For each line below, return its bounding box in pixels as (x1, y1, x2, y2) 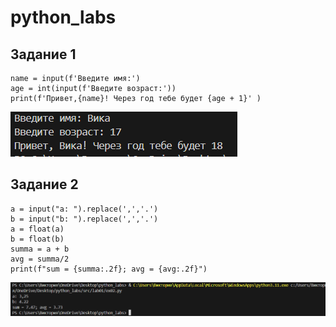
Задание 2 (10, 176, 79, 193)
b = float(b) (10, 234, 65, 244)
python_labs (10, 6, 117, 29)
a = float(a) (10, 224, 65, 234)
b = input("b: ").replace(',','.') (10, 214, 159, 224)
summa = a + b (10, 244, 70, 254)
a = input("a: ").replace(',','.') (10, 204, 159, 214)
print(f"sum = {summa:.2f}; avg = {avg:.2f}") (10, 264, 208, 274)
